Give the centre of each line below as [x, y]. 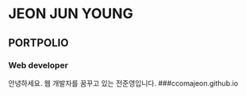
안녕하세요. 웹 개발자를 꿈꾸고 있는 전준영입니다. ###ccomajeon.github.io [123, 83]
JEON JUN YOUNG [71, 14]
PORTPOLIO [38, 43]
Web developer [38, 65]
